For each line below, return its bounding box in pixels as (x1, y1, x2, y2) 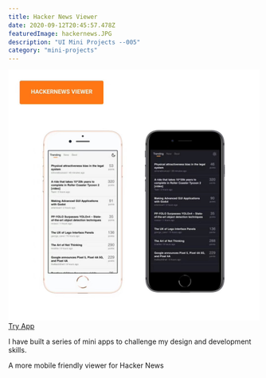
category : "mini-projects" (8, 46, 98, 55)
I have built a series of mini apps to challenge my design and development (8, 337, 252, 346)
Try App (8, 321, 35, 331)
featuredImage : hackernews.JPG (8, 29, 112, 37)
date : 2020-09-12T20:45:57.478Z (8, 21, 115, 29)
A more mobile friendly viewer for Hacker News (8, 360, 165, 370)
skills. (8, 345, 27, 355)
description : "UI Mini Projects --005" (8, 38, 141, 46)
